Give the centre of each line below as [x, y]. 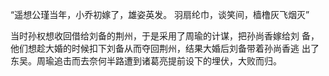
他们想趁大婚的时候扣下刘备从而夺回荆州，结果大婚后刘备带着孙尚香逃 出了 [165, 48]
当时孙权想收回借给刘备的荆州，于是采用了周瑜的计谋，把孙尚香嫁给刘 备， [165, 36]
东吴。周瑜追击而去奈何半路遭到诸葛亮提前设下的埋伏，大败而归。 [146, 61]
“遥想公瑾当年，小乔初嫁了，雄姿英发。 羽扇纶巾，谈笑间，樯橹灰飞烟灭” [160, 14]
